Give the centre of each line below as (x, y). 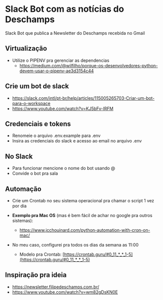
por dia (19, 206)
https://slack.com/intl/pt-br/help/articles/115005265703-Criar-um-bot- (83, 98)
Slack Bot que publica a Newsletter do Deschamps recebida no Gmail (75, 33)
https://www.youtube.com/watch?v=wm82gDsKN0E (65, 292)
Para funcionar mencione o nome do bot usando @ (64, 168)
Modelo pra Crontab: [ (42, 254)
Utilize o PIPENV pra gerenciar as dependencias (61, 60)
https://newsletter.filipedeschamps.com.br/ (56, 287)
